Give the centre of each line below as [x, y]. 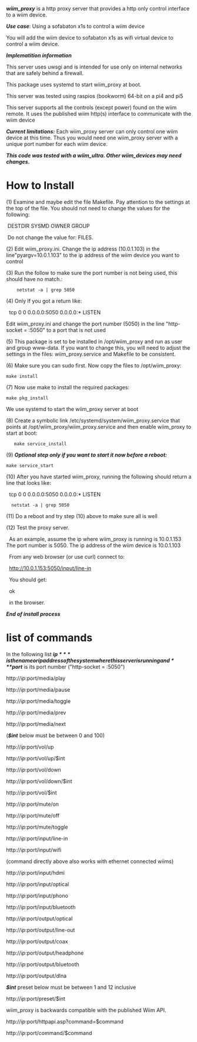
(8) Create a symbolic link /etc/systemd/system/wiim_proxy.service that [93, 420]
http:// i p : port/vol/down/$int [39, 781]
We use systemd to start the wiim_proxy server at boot [72, 409]
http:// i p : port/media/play [36, 678]
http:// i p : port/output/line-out [41, 930]
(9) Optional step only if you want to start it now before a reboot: [87, 455]
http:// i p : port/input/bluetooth [41, 907]
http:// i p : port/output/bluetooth [43, 964]
